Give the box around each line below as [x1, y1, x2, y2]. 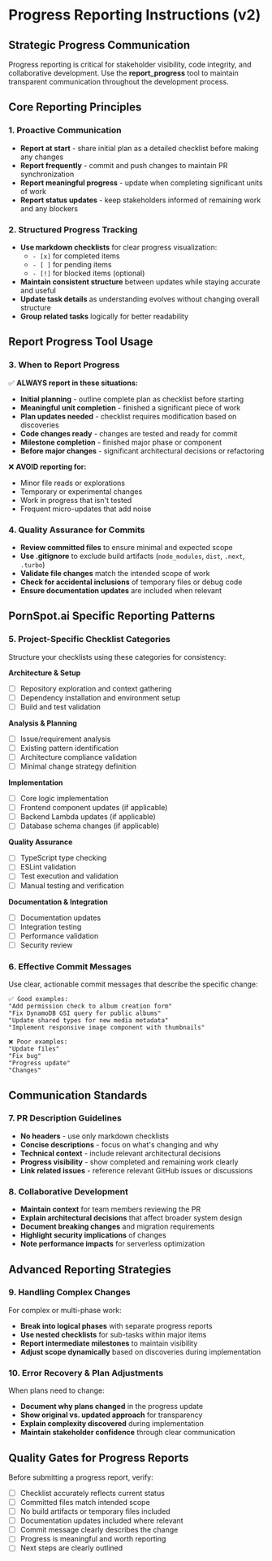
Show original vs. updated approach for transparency [19, 1410, 203, 1420]
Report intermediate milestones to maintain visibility [19, 1338, 198, 1348]
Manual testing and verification [19, 880, 124, 891]
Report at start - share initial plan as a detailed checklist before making [19, 143, 259, 153]
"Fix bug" [8, 1052, 42, 1060]
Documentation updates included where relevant [19, 1515, 184, 1525]
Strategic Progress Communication [8, 38, 191, 52]
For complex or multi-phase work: [8, 1305, 122, 1315]
